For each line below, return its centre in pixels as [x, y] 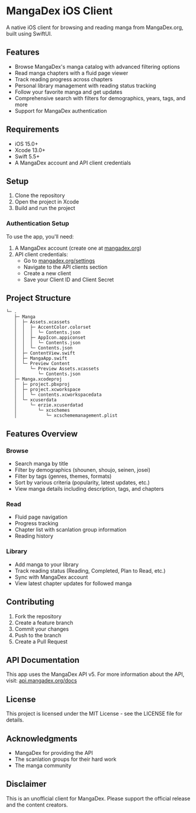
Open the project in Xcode [47, 202]
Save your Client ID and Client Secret [69, 280]
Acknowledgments [42, 739]
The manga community [43, 766]
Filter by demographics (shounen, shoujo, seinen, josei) [83, 470]
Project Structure [38, 298]
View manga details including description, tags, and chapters [89, 489]
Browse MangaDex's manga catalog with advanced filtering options [97, 66]
